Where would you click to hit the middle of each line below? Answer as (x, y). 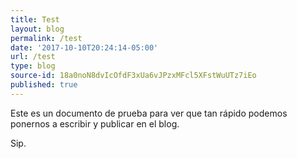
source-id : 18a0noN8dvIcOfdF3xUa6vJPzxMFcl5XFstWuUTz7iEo (133, 76)
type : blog (33, 66)
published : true (44, 85)
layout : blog (37, 29)
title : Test (35, 19)
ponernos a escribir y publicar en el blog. (95, 123)
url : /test (33, 57)
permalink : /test (46, 38)
